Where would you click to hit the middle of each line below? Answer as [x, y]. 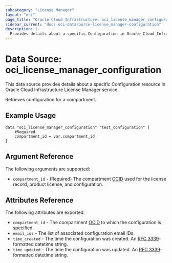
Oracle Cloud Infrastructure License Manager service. [62, 90]
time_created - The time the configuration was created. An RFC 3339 [86, 239]
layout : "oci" [20, 15]
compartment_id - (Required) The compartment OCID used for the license [89, 179]
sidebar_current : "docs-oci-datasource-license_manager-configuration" [83, 24]
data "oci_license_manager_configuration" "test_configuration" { [78, 127]
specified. [23, 228]
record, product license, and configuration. [58, 184]
